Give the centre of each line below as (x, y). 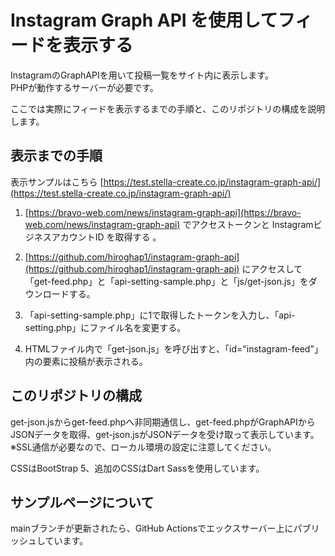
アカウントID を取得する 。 (106, 237)
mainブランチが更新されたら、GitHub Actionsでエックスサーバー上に (152, 528)
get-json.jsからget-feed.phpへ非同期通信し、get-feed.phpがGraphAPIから (163, 422)
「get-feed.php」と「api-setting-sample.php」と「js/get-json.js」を (166, 281)
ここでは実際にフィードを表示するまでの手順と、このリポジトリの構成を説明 (168, 108)
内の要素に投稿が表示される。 (86, 361)
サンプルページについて (82, 502)
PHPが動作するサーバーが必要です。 (84, 87)
